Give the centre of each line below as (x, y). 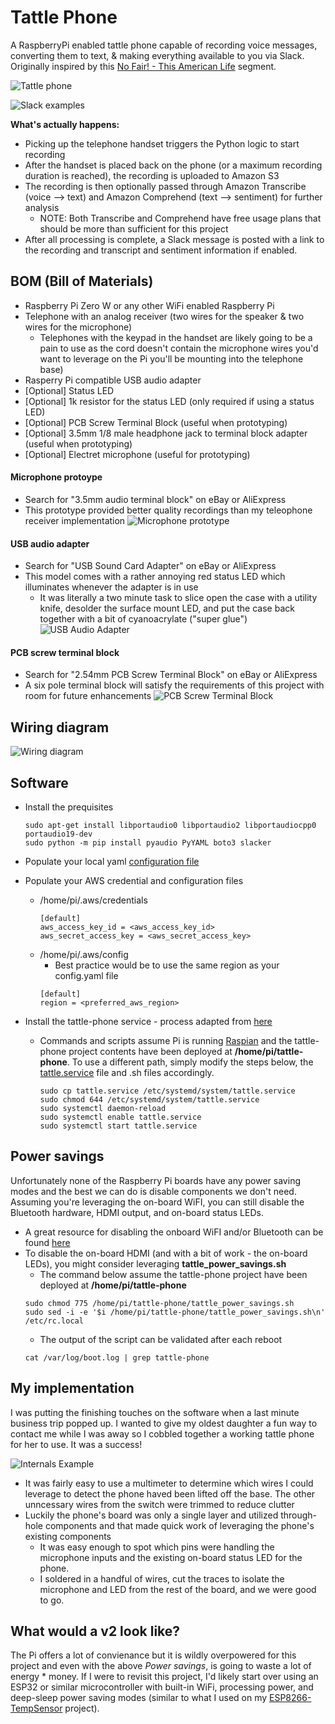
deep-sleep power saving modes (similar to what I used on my (139, 1698)
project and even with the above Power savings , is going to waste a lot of (161, 1666)
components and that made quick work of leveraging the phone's (179, 1525)
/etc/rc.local (54, 1321)
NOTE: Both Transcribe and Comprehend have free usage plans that (180, 218)
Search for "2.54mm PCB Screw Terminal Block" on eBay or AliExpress (171, 675)
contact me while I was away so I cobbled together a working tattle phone (162, 1433)
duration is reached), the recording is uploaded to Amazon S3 (152, 175)
